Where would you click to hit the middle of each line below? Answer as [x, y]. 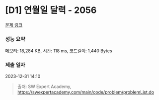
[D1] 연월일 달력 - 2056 [51, 10]
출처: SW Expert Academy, [44, 86]
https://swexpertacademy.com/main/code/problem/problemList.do [86, 92]
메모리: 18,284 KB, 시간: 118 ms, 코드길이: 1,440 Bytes [59, 51]
